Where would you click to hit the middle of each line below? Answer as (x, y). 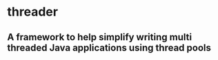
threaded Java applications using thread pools (109, 47)
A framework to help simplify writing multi (99, 37)
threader (33, 12)
